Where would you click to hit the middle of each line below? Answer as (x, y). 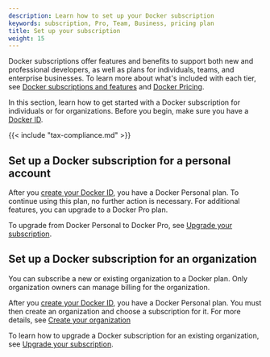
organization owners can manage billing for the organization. (109, 287)
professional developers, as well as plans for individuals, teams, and (121, 70)
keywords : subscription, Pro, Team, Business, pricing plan (112, 23)
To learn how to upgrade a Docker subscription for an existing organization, (134, 335)
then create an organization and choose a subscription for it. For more (125, 311)
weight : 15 (27, 38)
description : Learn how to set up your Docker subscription (112, 16)
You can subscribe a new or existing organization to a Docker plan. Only (128, 278)
